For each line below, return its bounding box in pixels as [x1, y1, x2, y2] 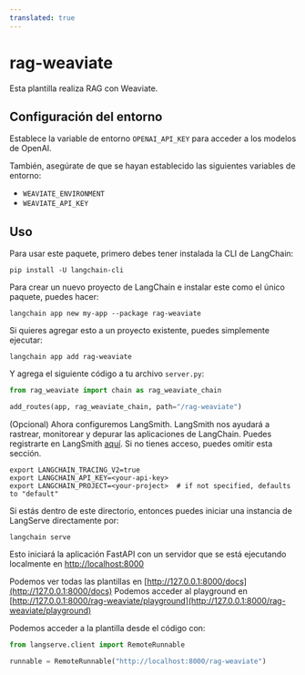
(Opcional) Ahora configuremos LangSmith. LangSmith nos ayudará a [9, 418, 270, 429]
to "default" [9, 489, 59, 498]
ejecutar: [9, 334, 43, 346]
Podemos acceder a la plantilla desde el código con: [9, 622, 206, 633]
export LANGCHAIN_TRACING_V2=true [9, 465, 141, 475]
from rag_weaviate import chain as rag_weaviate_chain [9, 386, 222, 395]
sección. [9, 447, 42, 458]
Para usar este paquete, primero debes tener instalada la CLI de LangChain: [9, 248, 294, 260]
